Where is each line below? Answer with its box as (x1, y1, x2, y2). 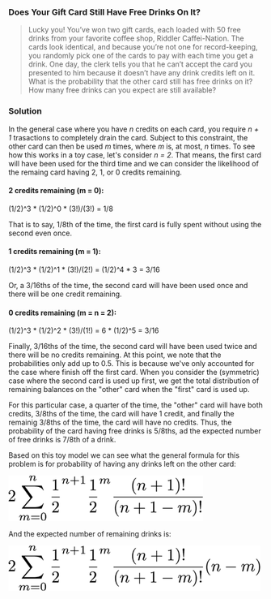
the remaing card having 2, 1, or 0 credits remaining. (8, 167, 182, 177)
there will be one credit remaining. (8, 289, 123, 299)
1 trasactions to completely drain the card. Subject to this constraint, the (8, 132, 248, 142)
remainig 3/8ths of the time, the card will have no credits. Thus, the (8, 417, 232, 428)
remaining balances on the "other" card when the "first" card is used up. (8, 385, 250, 394)
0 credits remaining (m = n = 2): (8, 308, 117, 317)
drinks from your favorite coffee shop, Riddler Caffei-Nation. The (28, 33, 244, 43)
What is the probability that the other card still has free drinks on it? (28, 76, 253, 87)
